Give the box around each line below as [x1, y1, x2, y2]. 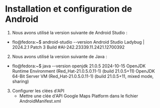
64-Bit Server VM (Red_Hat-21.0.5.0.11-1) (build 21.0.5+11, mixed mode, [12, 73, 154, 79]
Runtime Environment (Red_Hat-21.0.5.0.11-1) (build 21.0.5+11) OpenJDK [12, 68, 155, 74]
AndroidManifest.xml [19, 98, 61, 104]
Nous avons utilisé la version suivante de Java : [12, 53, 107, 59]
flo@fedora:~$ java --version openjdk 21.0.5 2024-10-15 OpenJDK [12, 63, 146, 69]
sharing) [12, 78, 29, 84]
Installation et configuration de [5, 3, 132, 15]
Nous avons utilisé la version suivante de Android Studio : [12, 30, 127, 35]
